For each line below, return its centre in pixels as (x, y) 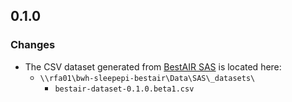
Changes (33, 45)
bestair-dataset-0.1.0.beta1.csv (124, 89)
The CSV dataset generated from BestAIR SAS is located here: (153, 66)
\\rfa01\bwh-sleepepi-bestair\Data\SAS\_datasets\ (147, 78)
